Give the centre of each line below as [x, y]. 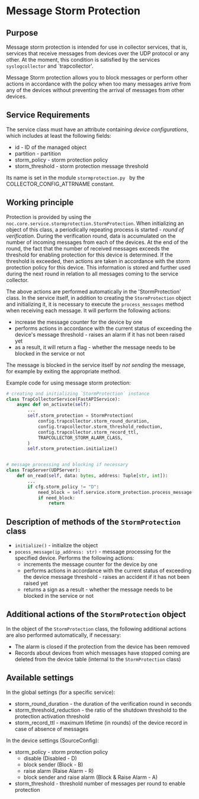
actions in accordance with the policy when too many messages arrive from [99, 84]
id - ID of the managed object [51, 147]
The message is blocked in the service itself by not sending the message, [96, 365]
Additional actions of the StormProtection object [96, 615]
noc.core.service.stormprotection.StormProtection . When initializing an [95, 223]
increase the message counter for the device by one [78, 322]
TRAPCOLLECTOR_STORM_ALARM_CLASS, [80, 437]
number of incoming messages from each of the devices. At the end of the [97, 242]
